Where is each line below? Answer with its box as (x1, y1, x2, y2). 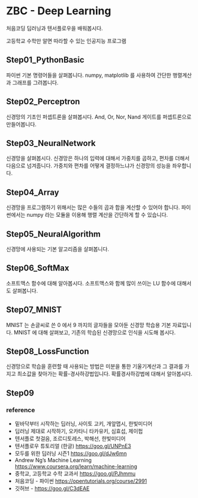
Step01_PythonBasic (6, 55, 85, 65)
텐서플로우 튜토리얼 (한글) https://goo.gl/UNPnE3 (14, 443, 132, 450)
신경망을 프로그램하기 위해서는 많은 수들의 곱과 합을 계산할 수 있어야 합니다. (6, 204, 180, 211)
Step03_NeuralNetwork (6, 138, 96, 148)
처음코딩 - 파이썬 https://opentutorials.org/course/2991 (14, 478, 147, 485)
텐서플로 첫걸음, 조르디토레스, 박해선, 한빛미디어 (14, 435, 126, 442)
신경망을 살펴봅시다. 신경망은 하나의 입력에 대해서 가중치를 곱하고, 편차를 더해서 (6, 155, 190, 162)
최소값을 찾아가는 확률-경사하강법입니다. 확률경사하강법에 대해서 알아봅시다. (17, 371, 193, 378)
